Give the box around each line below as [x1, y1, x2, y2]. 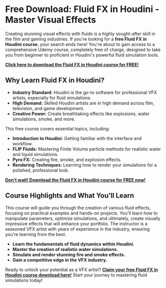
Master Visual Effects [5, 14, 96, 25]
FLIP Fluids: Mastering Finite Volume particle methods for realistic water [12, 146, 161, 152]
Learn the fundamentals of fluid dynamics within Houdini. [12, 241, 135, 247]
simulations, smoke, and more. [12, 116, 76, 122]
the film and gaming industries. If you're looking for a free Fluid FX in [5, 36, 147, 42]
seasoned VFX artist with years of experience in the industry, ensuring [5, 226, 150, 232]
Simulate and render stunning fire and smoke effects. [12, 251, 126, 257]
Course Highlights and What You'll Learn [5, 191, 135, 200]
